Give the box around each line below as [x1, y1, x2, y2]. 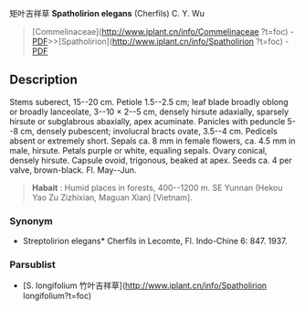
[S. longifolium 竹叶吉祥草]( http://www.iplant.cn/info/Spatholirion [22, 280, 268, 291]
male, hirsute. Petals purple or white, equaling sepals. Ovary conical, [9, 144, 268, 155]
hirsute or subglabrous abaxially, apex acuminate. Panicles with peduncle [9, 115, 286, 126]
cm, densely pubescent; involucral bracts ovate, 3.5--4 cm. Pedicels [20, 125, 279, 136]
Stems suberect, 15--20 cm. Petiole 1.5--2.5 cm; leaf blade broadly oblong [9, 96, 289, 107]
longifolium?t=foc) [22, 291, 92, 302]
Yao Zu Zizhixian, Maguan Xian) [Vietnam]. [31, 191, 194, 203]
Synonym [9, 214, 53, 227]
